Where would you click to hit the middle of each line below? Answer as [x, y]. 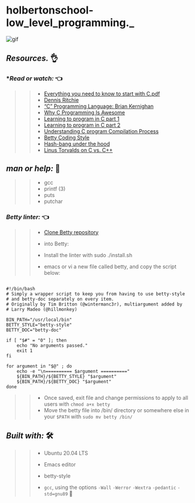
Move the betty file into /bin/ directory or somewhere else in [117, 410]
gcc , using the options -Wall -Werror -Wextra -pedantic [110, 487]
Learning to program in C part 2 [82, 125]
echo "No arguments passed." [52, 346]
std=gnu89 [56, 494]
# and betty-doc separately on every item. [60, 299]
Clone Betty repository [71, 232]
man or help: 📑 [33, 169]
